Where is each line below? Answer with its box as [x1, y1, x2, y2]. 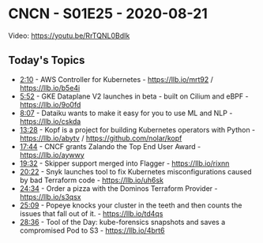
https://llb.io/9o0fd [19, 99, 81, 109]
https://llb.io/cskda [19, 116, 81, 126]
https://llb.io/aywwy [19, 150, 85, 159]
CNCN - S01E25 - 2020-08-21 [8, 5, 208, 23]
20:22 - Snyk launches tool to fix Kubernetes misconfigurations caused [19, 166, 252, 176]
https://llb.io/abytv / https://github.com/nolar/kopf [19, 133, 182, 143]
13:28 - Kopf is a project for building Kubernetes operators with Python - [19, 125, 256, 134]
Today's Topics [8, 54, 85, 67]
